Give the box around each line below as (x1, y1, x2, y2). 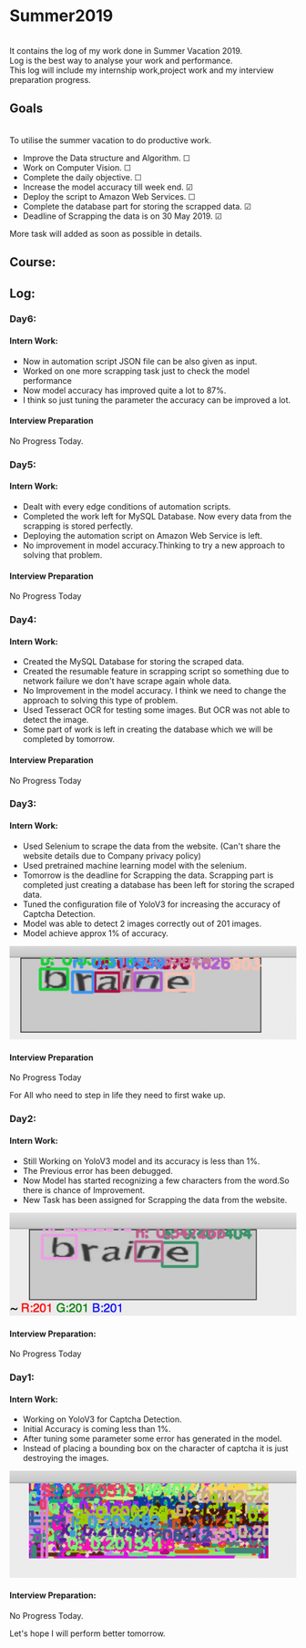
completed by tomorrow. (22, 734, 116, 745)
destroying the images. (22, 1453, 109, 1464)
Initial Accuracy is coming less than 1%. (22, 1424, 171, 1435)
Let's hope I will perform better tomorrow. (9, 1628, 166, 1639)
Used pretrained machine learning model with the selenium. (22, 860, 248, 870)
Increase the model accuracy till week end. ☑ (22, 181, 194, 192)
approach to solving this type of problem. (22, 695, 178, 706)
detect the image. (22, 715, 89, 726)
